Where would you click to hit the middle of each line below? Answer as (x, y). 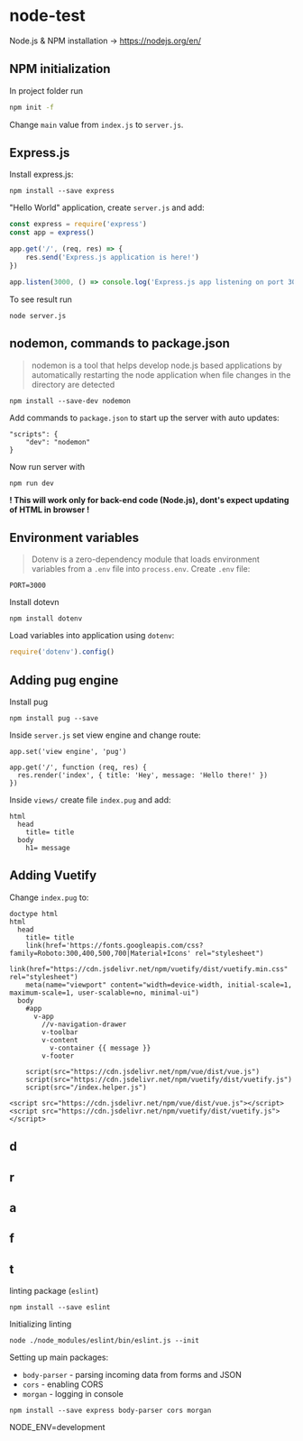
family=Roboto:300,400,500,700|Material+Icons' (101, 953)
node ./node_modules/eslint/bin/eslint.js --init (105, 1341)
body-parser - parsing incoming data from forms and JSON (132, 1375)
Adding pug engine (64, 680)
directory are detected (73, 384)
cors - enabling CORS (63, 1384)
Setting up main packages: (59, 1357)
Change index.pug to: (49, 897)
